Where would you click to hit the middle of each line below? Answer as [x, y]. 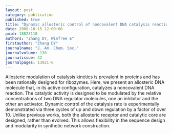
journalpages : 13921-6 [29, 62]
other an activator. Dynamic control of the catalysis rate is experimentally [82, 104]
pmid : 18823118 [21, 34]
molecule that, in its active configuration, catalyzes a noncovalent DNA [80, 88]
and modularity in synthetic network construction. [58, 126]
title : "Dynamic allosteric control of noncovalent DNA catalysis [78, 24]
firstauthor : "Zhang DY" [32, 43]
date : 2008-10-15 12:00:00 [34, 29]
